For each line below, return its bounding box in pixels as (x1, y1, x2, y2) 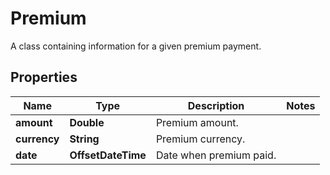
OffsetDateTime (69, 148, 147, 162)
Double (69, 115, 105, 129)
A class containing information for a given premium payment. (10, 40, 262, 52)
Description (187, 98, 245, 112)
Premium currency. (155, 132, 246, 146)
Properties (10, 69, 78, 86)
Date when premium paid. (155, 148, 277, 162)
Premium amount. (155, 115, 239, 129)
